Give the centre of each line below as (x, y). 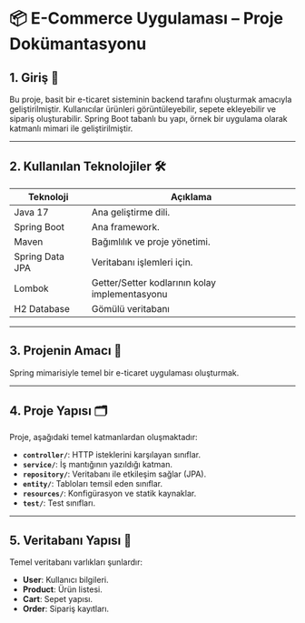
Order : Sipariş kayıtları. (66, 609)
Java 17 (31, 212)
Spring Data (39, 256)
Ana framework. (126, 226)
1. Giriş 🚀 (34, 78)
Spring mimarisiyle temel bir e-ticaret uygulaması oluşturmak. (124, 372)
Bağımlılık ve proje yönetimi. (151, 241)
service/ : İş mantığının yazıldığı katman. (97, 465)
